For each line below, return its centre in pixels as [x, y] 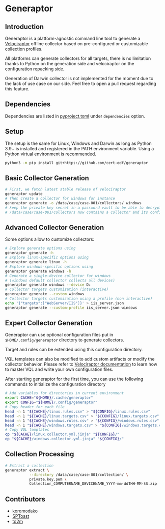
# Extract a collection [29, 465]
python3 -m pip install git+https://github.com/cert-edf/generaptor [77, 163]
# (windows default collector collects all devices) [60, 280]
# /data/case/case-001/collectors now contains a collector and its [77, 212]
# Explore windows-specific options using [49, 266]
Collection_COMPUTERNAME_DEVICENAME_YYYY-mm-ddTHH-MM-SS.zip [93, 484]
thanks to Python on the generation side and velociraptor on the [70, 64]
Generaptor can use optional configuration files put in [59, 335]
